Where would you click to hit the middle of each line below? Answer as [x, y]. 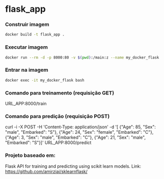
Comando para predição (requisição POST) [57, 116]
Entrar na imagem [27, 70]
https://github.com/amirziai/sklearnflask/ [46, 171]
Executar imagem [27, 47]
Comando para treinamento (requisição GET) [60, 93]
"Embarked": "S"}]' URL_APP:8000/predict [48, 143]
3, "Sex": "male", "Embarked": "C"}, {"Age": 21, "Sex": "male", [83, 137]
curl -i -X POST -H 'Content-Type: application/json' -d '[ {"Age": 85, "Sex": [81, 127]
